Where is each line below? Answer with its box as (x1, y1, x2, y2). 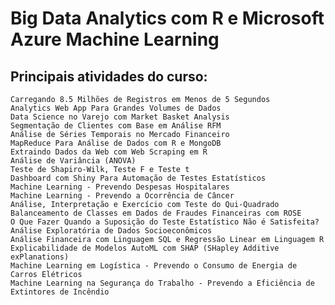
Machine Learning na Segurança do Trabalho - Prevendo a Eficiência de (10, 278, 315, 288)
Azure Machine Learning (10, 28, 220, 51)
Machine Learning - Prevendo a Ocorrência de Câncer (10, 191, 235, 201)
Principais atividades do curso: (10, 68, 208, 85)
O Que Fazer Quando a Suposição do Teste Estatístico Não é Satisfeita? (10, 217, 320, 227)
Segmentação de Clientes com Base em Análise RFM (10, 121, 222, 131)
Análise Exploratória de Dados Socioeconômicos (10, 226, 213, 236)
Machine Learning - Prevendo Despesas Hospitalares (10, 182, 230, 192)
